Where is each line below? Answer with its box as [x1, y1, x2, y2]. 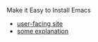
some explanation [16, 27, 69, 35]
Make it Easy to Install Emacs [6, 6, 91, 14]
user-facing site [16, 20, 63, 27]
